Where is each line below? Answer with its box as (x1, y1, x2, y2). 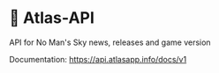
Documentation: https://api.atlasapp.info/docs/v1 (9, 54, 187, 64)
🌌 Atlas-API (9, 8, 95, 28)
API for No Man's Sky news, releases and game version (9, 37, 211, 47)
